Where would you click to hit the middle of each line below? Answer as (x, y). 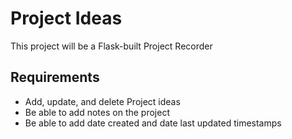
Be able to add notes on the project (97, 112)
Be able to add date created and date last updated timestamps (153, 123)
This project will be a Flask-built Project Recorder (111, 46)
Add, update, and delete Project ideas (102, 101)
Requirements (55, 77)
